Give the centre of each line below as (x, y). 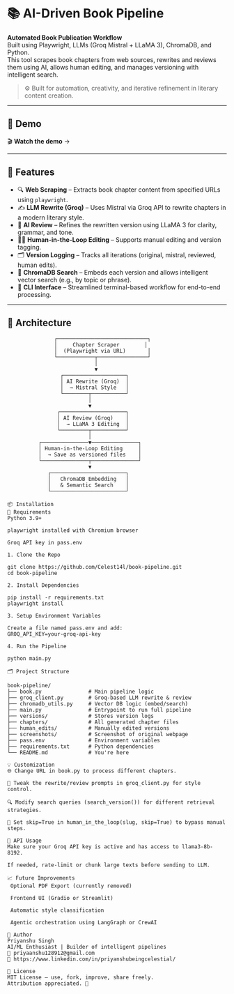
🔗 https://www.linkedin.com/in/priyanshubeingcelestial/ (92, 959)
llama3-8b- (197, 847)
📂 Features (31, 173)
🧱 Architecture (39, 322)
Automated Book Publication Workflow (65, 37)
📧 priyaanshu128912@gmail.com (51, 953)
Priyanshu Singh (31, 941)
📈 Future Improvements (41, 878)
